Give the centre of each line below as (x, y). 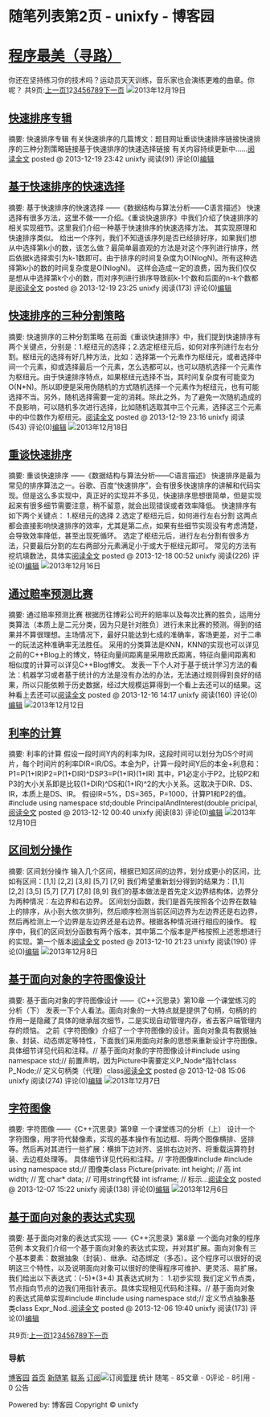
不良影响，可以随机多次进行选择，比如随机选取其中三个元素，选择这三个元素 (135, 407)
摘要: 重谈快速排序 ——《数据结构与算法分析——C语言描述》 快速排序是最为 (135, 476)
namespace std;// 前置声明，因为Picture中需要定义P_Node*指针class (123, 1060)
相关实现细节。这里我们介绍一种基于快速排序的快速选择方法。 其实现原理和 (133, 227)
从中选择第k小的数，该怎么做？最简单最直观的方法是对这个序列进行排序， (130, 248)
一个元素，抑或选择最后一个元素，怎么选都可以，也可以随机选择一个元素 (135, 367)
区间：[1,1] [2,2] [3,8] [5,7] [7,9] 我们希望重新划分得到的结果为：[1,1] (133, 881)
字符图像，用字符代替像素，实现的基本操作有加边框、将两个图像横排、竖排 (131, 1139)
